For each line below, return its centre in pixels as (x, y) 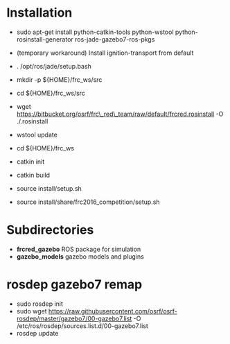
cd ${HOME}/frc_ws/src (51, 93)
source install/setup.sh (49, 188)
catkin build (33, 175)
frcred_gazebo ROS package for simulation (79, 249)
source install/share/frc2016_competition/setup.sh (88, 202)
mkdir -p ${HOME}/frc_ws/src (59, 79)
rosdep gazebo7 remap (74, 285)
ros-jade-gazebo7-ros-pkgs (115, 39)
